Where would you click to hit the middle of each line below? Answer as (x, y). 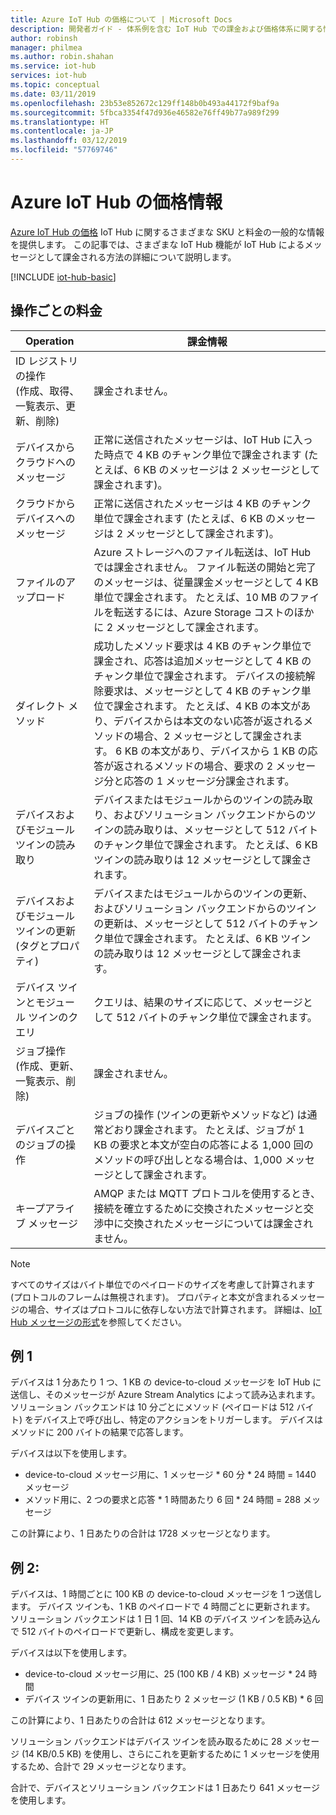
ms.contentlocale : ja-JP (62, 131)
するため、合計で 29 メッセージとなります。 (101, 1767)
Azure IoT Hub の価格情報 (116, 202)
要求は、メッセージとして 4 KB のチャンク (202, 691)
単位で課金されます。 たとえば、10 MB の (191, 597)
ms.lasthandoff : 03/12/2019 (69, 141)
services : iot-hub (48, 76)
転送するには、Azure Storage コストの (204, 612)
